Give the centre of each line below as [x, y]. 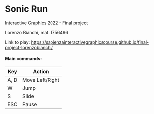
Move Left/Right [41, 80]
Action [41, 72]
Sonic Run [26, 9]
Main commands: [24, 58]
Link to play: [18, 42]
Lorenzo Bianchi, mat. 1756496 [37, 32]
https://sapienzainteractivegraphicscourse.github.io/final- [90, 42]
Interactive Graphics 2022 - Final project [47, 23]
